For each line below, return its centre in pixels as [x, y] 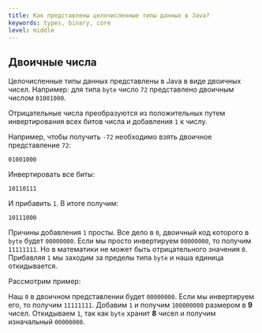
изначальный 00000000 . [47, 322]
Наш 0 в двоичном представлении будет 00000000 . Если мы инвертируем [131, 297]
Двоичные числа [52, 62]
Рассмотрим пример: [45, 282]
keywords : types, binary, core [60, 23]
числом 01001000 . [37, 98]
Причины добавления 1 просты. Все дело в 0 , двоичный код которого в [129, 233]
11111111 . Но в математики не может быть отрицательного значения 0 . [128, 249]
